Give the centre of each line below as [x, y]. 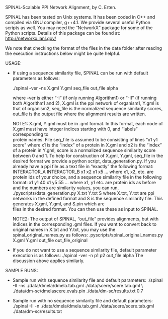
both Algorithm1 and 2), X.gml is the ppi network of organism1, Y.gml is [86, 103]
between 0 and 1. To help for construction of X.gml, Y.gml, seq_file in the [88, 156]
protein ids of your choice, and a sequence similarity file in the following [87, 177]
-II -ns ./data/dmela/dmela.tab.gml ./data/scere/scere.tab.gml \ [78, 286]
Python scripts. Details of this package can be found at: [63, 33]
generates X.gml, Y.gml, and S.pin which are [58, 204]
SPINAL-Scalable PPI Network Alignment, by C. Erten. [61, 7]
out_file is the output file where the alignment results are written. [79, 114]
